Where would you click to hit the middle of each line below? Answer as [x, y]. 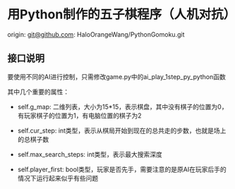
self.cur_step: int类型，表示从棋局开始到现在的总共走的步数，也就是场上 [122, 130]
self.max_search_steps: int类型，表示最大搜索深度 [90, 154]
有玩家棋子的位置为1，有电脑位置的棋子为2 [80, 115]
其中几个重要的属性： [38, 92]
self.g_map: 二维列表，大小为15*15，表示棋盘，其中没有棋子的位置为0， [122, 106]
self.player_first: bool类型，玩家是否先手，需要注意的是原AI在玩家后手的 [122, 169]
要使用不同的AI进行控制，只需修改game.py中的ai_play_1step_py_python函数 [116, 77]
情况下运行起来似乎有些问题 [58, 178]
